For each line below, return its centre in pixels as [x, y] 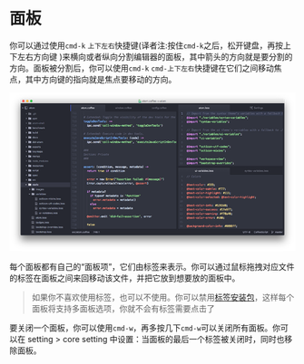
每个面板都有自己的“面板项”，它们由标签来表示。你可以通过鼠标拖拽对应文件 [152, 267]
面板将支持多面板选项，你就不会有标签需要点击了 [123, 309]
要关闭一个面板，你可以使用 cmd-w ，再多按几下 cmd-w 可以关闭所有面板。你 [145, 328]
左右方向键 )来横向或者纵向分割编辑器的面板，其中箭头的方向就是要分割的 [155, 56]
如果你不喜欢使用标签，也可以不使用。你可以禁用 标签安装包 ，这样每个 [163, 297]
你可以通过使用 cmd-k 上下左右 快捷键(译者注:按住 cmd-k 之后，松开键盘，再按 [147, 45]
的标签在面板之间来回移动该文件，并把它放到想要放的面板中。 [125, 278]
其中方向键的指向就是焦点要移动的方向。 [101, 79]
